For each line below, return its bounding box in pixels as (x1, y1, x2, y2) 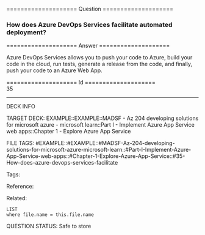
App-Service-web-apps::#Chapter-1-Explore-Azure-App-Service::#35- (6, 152, 185, 160)
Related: (6, 195, 27, 202)
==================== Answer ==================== (6, 42, 170, 50)
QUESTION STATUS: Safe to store (6, 223, 92, 230)
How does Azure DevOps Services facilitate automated (6, 20, 173, 29)
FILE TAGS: (6, 140, 35, 147)
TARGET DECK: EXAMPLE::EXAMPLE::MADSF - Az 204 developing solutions (6, 114, 199, 122)
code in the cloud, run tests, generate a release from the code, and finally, (6, 61, 193, 68)
